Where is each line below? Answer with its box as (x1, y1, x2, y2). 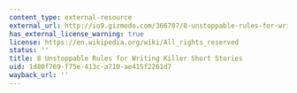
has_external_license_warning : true (9, 29, 144, 38)
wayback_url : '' (9, 71, 69, 80)
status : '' (9, 46, 49, 55)
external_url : (9, 21, 62, 30)
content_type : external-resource (9, 12, 133, 22)
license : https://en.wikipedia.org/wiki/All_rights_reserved (9, 37, 240, 47)
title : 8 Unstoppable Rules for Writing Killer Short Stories (9, 54, 243, 63)
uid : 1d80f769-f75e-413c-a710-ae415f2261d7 (9, 63, 172, 72)
